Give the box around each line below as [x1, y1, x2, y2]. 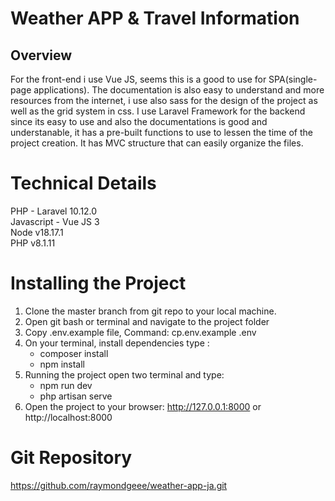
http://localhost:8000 [24, 411, 113, 423]
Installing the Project [10, 272, 187, 295]
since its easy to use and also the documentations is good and [10, 116, 268, 127]
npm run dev [39, 379, 93, 391]
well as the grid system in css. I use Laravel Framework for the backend [10, 105, 306, 117]
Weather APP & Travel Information [10, 7, 300, 30]
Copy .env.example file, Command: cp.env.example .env [24, 326, 257, 338]
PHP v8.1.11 [10, 237, 56, 249]
